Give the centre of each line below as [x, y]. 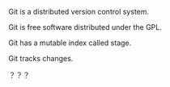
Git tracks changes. [41, 58]
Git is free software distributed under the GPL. [85, 27]
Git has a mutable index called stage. [70, 43]
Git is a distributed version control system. [79, 12]
